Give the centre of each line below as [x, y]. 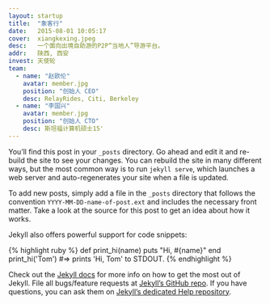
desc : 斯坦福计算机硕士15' [63, 129]
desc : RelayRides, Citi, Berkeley [81, 99]
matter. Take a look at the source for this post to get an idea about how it [129, 210]
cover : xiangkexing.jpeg [52, 38]
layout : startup [36, 16]
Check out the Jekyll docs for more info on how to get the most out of [124, 274]
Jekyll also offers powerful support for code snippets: [98, 234]
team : [17, 69]
